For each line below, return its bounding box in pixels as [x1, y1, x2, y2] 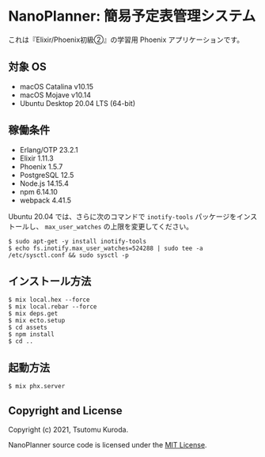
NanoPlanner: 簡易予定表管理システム [8, 7, 256, 25]
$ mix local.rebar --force [8, 303, 97, 311]
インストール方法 [8, 274, 92, 288]
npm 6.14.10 [19, 187, 58, 196]
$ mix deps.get [8, 310, 59, 318]
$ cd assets [8, 323, 47, 332]
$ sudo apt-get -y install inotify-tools [8, 237, 147, 245]
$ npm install [8, 330, 55, 338]
